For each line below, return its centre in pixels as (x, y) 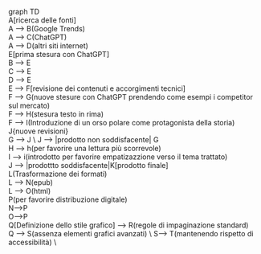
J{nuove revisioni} (39, 131)
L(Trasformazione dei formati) (58, 174)
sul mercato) (29, 105)
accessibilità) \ (33, 242)
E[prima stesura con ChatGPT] (59, 54)
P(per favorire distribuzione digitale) (68, 199)
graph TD (24, 12)
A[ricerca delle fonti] (42, 20)
